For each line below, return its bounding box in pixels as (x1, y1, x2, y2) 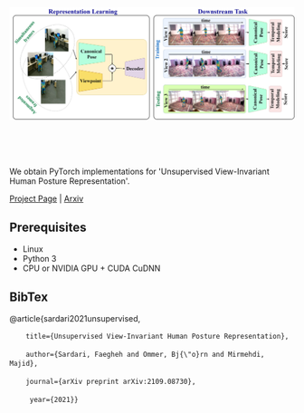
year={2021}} (29, 395, 79, 404)
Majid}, (9, 359, 39, 368)
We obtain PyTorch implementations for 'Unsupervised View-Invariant (9, 166, 270, 178)
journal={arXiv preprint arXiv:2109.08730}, (25, 377, 196, 386)
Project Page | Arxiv (9, 193, 84, 205)
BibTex (9, 289, 48, 304)
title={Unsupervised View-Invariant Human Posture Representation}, (25, 331, 290, 341)
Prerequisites (9, 219, 87, 235)
